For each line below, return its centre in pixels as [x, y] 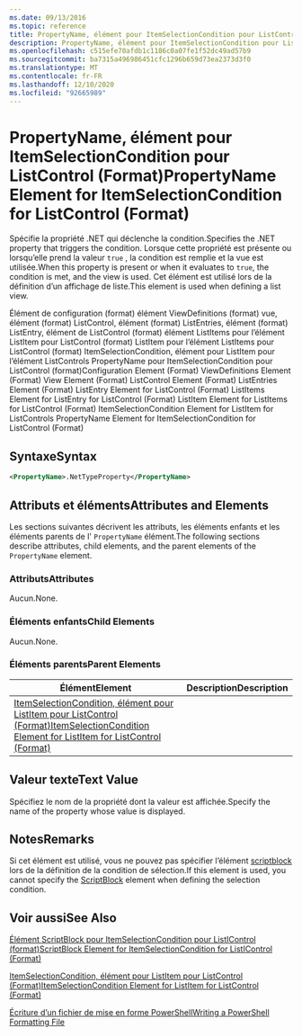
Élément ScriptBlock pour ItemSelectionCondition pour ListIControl [133, 940]
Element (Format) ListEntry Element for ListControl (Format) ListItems [137, 390]
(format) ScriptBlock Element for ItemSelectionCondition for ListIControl [141, 949]
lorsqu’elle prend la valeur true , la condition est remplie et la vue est [136, 258]
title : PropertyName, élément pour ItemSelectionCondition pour [132, 34]
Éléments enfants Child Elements [82, 621]
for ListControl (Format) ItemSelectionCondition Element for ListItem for [142, 409]
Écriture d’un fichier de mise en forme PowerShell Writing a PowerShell [139, 1013]
